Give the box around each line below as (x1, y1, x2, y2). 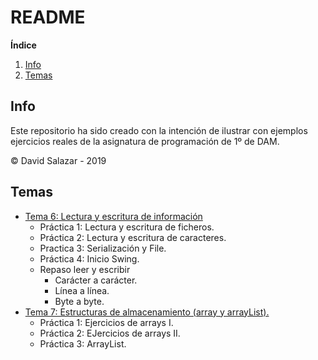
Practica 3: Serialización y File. (39, 242, 167, 254)
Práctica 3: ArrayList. (39, 337, 127, 350)
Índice (10, 39, 37, 51)
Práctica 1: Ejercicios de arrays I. (39, 316, 174, 328)
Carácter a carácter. (54, 274, 138, 286)
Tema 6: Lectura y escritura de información (24, 210, 203, 222)
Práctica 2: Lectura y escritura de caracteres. (39, 231, 227, 243)
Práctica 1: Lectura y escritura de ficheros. (39, 221, 215, 233)
